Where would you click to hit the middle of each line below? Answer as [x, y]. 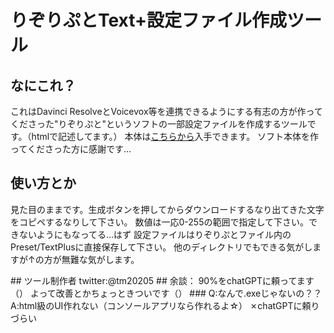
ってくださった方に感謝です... [71, 149]
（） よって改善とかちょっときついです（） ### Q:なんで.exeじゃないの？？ [166, 293]
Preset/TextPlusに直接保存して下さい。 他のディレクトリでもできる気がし [161, 247]
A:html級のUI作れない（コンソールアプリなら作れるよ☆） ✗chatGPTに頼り [165, 305]
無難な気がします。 [100, 259]
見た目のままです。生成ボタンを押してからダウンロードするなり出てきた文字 [167, 209]
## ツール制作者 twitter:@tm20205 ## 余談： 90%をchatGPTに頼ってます [162, 280]
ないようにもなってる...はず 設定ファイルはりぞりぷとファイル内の [155, 234]
